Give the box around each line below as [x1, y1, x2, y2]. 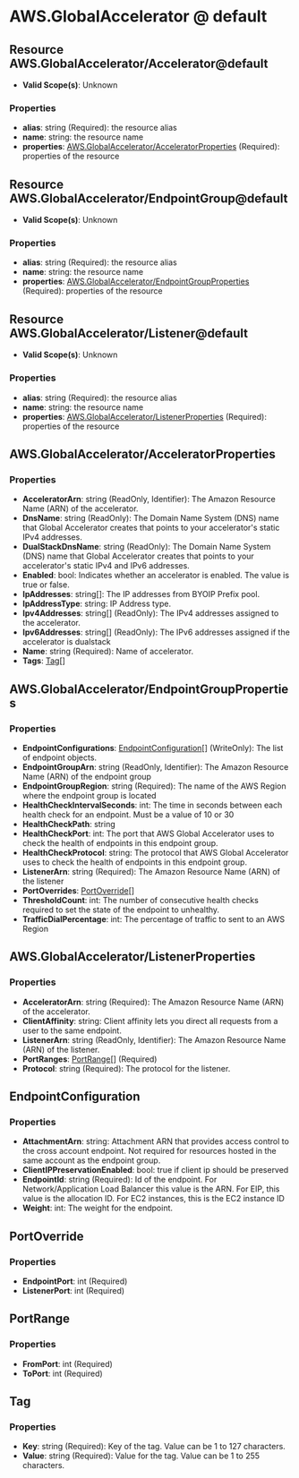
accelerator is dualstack [21, 636, 111, 647]
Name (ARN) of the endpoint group [21, 771, 152, 782]
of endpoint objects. [21, 752, 97, 763]
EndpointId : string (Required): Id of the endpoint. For [21, 1175, 218, 1185]
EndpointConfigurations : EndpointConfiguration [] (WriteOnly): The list [21, 742, 284, 753]
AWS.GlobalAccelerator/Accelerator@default [9, 56, 269, 71]
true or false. [21, 579, 70, 590]
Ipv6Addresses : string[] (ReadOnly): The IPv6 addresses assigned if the [21, 627, 291, 637]
